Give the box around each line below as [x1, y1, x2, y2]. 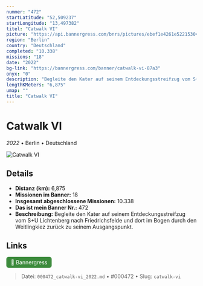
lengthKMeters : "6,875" [6, 82, 66, 88]
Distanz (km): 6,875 [14, 184, 65, 192]
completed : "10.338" [6, 48, 59, 54]
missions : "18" [6, 54, 45, 60]
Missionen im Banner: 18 [14, 191, 79, 198]
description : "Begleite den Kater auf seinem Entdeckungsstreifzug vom [6, 76, 190, 82]
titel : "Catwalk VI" [6, 25, 59, 32]
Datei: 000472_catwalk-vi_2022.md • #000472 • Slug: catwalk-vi [21, 273, 181, 280]
